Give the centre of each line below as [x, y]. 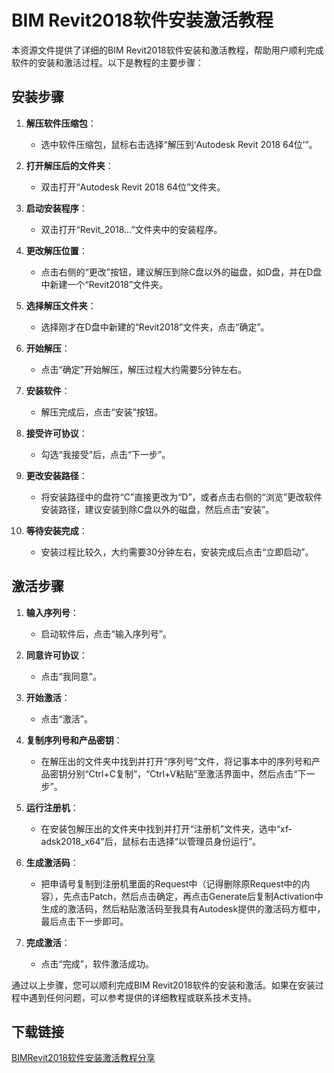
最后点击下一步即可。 [84, 921]
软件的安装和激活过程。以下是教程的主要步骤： [107, 62]
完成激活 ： [48, 942]
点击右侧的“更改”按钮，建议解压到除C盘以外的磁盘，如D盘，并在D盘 [181, 272]
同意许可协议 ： [56, 655]
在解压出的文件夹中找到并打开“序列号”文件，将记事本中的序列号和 [176, 761]
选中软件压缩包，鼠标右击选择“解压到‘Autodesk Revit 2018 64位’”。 [179, 144]
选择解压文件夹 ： [61, 305]
